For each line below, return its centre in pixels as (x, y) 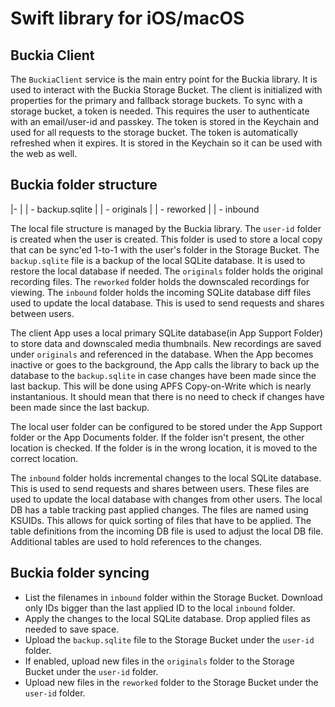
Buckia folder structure (84, 185)
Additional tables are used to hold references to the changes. (136, 541)
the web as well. (44, 153)
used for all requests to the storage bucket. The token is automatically (154, 132)
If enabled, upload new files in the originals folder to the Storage (159, 661)
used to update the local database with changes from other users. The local (166, 499)
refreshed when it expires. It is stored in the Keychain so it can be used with (166, 143)
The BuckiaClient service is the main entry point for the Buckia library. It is (164, 79)
